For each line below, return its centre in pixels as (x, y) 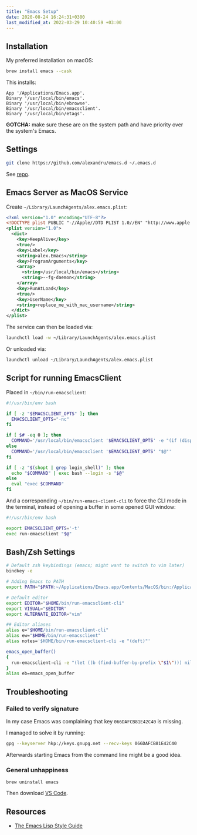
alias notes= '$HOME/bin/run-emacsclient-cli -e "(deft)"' (78, 641)
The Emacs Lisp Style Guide (49, 826)
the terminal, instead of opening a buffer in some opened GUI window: (91, 507)
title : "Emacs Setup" (33, 11)
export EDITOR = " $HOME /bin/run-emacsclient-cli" (65, 603)
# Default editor (27, 598)
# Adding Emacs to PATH (35, 582)
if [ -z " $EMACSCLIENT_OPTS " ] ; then (52, 414)
